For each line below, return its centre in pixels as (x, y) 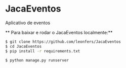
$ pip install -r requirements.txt (43, 51)
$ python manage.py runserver (37, 60)
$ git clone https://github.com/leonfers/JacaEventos (63, 42)
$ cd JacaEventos (24, 46)
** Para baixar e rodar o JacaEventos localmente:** (59, 32)
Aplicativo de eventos (28, 23)
